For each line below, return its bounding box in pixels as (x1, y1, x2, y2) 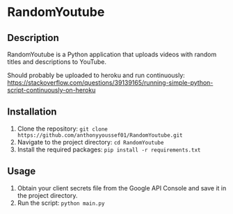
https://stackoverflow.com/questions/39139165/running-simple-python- (7, 79, 214, 87)
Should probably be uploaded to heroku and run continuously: (7, 71, 186, 79)
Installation (7, 106, 57, 118)
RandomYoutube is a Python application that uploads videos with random (7, 50, 217, 58)
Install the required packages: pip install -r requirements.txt (17, 145, 201, 154)
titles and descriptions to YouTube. (7, 58, 106, 66)
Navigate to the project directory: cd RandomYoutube (17, 138, 164, 146)
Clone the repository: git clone (17, 124, 108, 133)
